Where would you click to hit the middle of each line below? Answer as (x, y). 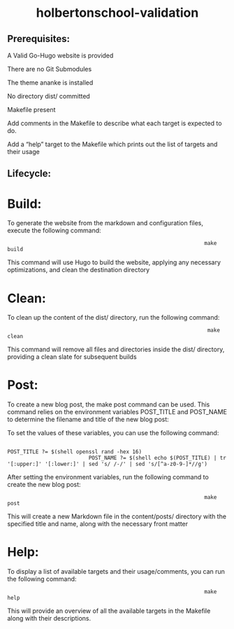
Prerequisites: (38, 39)
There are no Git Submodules (50, 69)
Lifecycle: (29, 174)
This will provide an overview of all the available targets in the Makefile (109, 611)
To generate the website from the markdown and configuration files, (105, 223)
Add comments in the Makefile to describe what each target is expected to (115, 123)
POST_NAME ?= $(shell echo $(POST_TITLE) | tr (158, 458)
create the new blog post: (44, 485)
